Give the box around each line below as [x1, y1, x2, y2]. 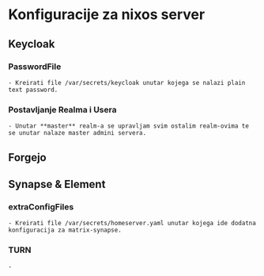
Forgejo [8, 151, 47, 164]
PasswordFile [8, 61, 62, 72]
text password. [8, 86, 58, 94]
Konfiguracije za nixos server [8, 6, 206, 24]
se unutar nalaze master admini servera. [8, 129, 147, 137]
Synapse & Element [8, 177, 106, 191]
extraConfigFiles [8, 201, 74, 212]
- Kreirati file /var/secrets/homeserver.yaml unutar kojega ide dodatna [8, 220, 257, 228]
